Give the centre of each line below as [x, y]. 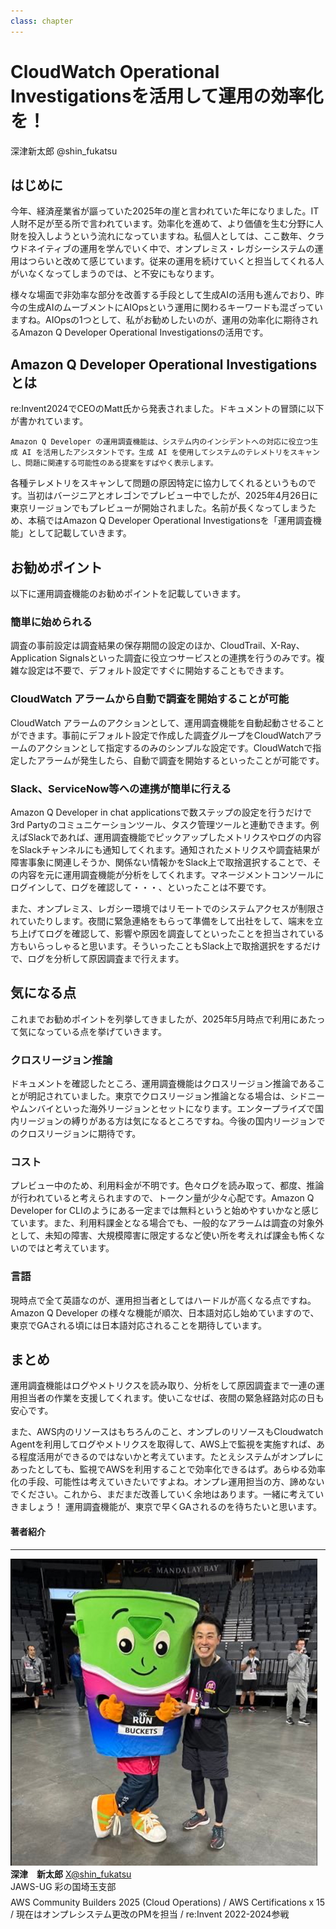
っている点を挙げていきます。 [105, 1031]
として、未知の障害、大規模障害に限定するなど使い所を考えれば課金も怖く [163, 1236]
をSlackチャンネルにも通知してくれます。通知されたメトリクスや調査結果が [165, 849]
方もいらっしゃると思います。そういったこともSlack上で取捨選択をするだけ [166, 946]
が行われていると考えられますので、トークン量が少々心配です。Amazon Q [162, 1198]
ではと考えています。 [71, 1248]
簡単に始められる [51, 622]
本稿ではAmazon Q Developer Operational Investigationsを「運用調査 [170, 521]
